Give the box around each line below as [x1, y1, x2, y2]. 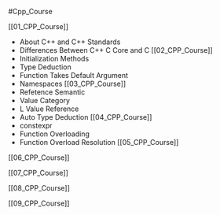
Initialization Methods [19, 54, 90, 63]
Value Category [19, 96, 71, 105]
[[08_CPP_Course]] [8, 183, 71, 192]
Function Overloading [19, 129, 90, 139]
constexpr [19, 121, 53, 130]
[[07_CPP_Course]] [8, 169, 69, 177]
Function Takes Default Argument [19, 71, 128, 80]
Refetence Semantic [19, 87, 86, 97]
